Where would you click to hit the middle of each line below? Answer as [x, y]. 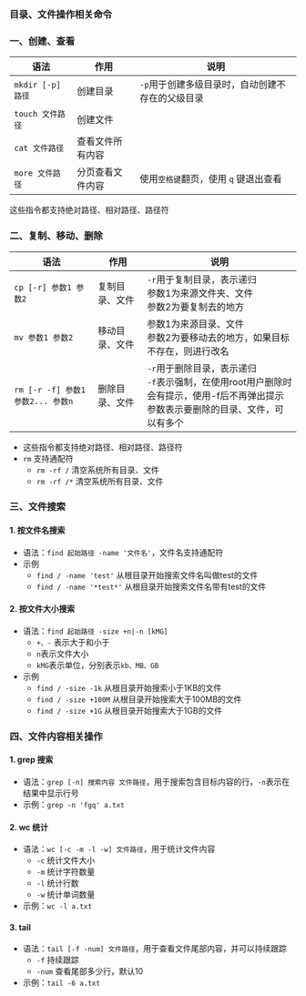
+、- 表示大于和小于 [73, 642]
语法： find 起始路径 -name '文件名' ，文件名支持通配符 [123, 552]
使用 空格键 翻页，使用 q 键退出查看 [211, 179]
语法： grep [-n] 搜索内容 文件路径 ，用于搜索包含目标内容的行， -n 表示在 [156, 781]
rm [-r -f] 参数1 [50, 390]
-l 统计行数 [57, 883]
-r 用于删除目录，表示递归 [202, 368]
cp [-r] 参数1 [43, 287]
